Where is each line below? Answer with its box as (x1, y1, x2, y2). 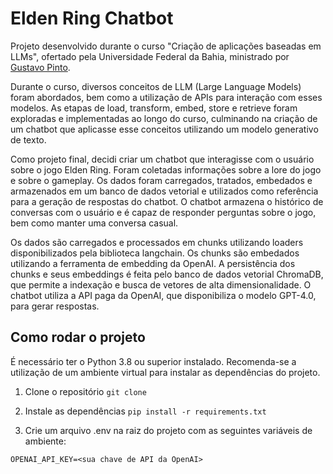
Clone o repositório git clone (24, 385, 147, 397)
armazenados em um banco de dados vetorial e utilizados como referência (10, 185, 319, 197)
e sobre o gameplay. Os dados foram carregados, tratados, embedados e (10, 174, 313, 186)
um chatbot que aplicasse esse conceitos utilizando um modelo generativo (10, 123, 319, 135)
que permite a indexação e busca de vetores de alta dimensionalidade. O (10, 278, 312, 291)
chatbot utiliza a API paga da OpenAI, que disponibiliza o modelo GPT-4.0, (10, 289, 317, 301)
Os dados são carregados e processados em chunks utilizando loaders (10, 236, 304, 248)
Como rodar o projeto (10, 329, 146, 346)
